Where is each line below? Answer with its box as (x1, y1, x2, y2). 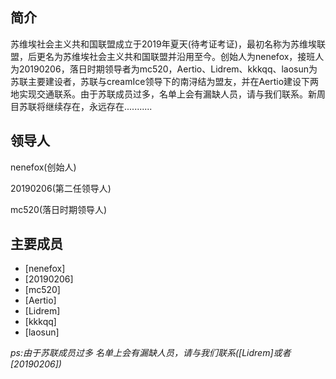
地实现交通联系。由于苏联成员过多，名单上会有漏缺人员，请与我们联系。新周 (10, 88, 326, 100)
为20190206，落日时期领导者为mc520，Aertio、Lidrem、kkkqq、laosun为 (10, 63, 318, 75)
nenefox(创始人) (10, 161, 77, 173)
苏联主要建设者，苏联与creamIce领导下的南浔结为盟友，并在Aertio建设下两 (10, 75, 320, 87)
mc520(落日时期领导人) (10, 203, 108, 215)
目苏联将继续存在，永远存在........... (10, 100, 153, 112)
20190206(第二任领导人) (10, 182, 112, 194)
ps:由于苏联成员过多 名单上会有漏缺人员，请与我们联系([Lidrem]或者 (10, 347, 292, 359)
